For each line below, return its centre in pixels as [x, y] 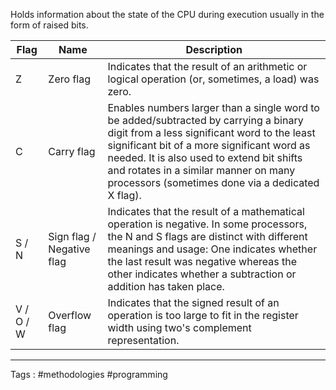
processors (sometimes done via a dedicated [213, 182]
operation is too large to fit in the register [203, 315]
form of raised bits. [49, 25]
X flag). [124, 195]
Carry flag [72, 151]
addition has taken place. [166, 286]
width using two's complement [179, 327]
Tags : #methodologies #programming [89, 374]
